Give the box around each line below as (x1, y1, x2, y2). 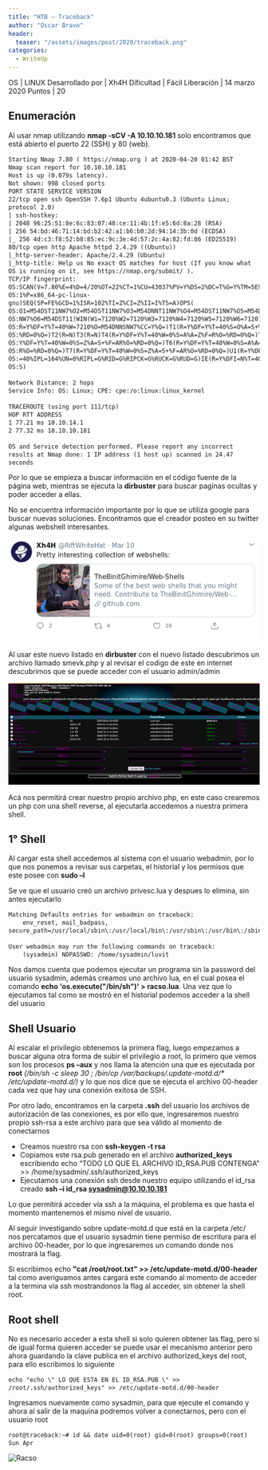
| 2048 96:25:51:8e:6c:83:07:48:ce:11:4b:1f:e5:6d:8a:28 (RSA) (8, 219, 223, 227)
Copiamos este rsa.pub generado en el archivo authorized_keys (19, 1150, 233, 1160)
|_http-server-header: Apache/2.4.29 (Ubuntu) (8, 251, 166, 259)
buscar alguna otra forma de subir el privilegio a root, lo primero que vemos (8, 1051, 257, 1061)
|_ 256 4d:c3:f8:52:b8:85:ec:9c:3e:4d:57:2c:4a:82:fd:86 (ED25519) (8, 235, 238, 243)
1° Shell (8, 832, 46, 845)
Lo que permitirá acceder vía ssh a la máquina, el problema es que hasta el (8, 1200, 255, 1209)
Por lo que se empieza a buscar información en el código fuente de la (8, 472, 237, 482)
